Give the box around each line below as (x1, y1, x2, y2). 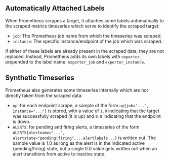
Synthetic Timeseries (5, 74, 74, 82)
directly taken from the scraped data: (5, 92, 82, 99)
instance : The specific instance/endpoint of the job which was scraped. (12, 38, 163, 44)
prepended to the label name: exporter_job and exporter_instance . (5, 58, 145, 65)
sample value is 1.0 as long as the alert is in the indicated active (12, 140, 145, 146)
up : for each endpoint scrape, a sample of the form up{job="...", (12, 102, 149, 108)
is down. (12, 118, 30, 124)
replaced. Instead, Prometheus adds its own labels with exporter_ (5, 53, 142, 59)
